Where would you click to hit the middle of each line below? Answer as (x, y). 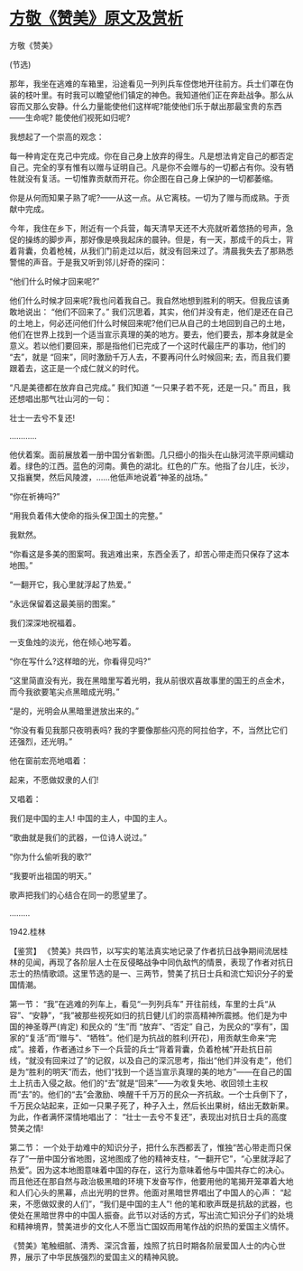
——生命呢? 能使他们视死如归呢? (70, 117)
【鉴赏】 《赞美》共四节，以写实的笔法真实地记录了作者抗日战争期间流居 (145, 950)
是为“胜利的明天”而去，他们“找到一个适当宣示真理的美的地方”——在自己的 (147, 1071)
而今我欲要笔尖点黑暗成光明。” (64, 691)
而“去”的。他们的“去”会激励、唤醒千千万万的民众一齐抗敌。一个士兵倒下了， (151, 1094)
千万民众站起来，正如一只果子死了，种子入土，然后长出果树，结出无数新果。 (151, 1105)
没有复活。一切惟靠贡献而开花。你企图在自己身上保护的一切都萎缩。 (151, 178)
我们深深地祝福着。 (45, 622)
